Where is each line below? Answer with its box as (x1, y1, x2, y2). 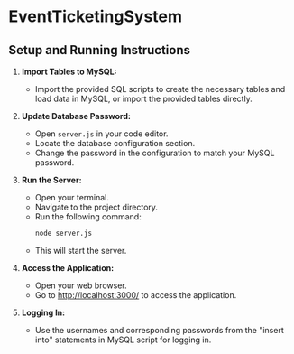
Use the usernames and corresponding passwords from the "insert (34, 324, 285, 335)
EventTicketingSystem (8, 6, 182, 27)
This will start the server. (34, 245, 127, 256)
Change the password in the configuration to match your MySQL (34, 147, 275, 158)
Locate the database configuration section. (34, 138, 196, 148)
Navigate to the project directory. (34, 201, 159, 212)
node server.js (34, 228, 92, 238)
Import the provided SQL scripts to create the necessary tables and (34, 84, 286, 94)
